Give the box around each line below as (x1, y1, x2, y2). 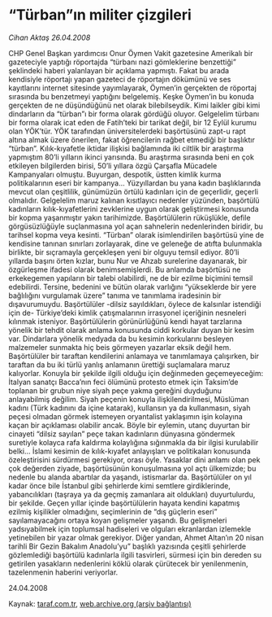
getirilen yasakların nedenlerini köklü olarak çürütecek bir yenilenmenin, (8, 558, 248, 568)
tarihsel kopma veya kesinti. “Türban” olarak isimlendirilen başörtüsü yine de (8, 230, 265, 239)
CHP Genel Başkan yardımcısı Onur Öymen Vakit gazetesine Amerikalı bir (8, 48, 253, 58)
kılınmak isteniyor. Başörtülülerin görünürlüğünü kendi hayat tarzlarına (8, 316, 242, 326)
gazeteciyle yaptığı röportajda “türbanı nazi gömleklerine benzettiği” (8, 57, 237, 67)
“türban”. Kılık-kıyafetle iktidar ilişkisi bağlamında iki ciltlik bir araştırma (8, 143, 244, 153)
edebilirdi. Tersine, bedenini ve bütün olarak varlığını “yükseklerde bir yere (8, 282, 257, 291)
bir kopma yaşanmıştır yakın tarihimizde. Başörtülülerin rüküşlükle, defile (8, 212, 251, 222)
